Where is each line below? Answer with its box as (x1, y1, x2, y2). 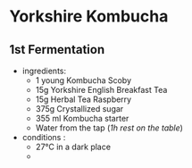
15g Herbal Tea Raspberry (35, 94, 132, 105)
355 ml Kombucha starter (35, 113, 129, 123)
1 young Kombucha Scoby (35, 75, 132, 86)
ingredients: (21, 65, 67, 76)
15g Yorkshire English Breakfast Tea (35, 85, 168, 95)
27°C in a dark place (35, 141, 112, 152)
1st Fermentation (9, 42, 105, 57)
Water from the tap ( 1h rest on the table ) (35, 122, 183, 133)
